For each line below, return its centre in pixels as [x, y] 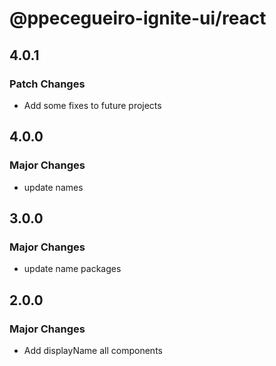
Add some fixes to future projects [92, 105]
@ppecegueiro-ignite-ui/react [138, 18]
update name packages [72, 269]
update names [53, 187]
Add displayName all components [93, 350]
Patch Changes [47, 84]
